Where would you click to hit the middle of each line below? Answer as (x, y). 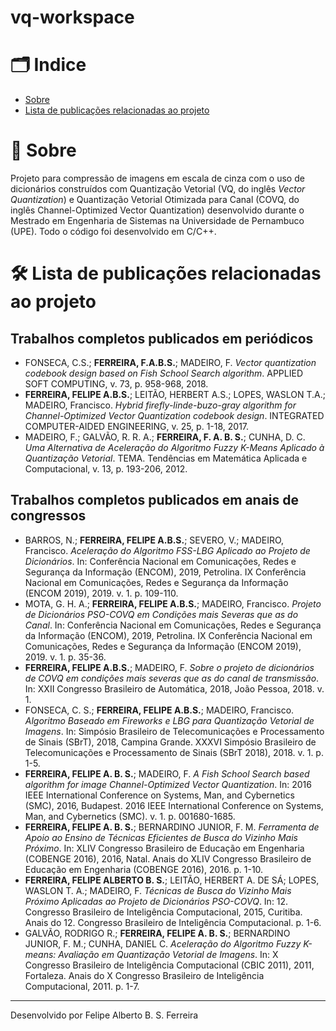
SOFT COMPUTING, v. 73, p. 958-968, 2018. (116, 384)
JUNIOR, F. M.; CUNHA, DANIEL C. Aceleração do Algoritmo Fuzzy (163, 943)
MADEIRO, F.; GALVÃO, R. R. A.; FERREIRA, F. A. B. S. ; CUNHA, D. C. (165, 437)
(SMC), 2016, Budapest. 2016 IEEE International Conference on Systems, (174, 805)
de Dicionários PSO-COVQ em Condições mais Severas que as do (161, 614)
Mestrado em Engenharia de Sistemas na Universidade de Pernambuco (157, 221)
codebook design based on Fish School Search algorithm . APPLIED (163, 373)
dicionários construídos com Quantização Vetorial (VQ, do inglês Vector (158, 189)
